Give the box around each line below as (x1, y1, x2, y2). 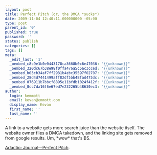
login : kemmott (9, 93, 41, 98)
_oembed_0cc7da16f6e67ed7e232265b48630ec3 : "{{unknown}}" (9, 84, 131, 89)
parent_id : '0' (5, 25, 36, 30)
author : (5, 89, 21, 94)
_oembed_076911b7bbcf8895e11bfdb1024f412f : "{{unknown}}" (9, 79, 131, 84)
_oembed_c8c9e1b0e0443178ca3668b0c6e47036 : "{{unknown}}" (9, 61, 131, 66)
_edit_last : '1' (9, 57, 43, 62)
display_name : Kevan (9, 102, 51, 107)
